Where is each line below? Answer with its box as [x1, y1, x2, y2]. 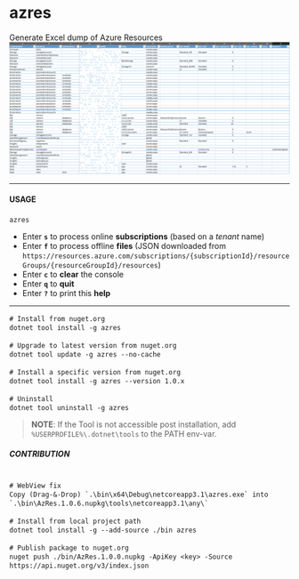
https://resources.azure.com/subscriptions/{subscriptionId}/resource [21, 252, 290, 261]
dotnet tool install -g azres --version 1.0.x [9, 376, 185, 385]
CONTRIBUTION [9, 448, 70, 460]
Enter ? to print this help [21, 287, 111, 298]
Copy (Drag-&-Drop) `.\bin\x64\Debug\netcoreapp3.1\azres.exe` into [9, 490, 269, 499]
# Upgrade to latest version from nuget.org [9, 341, 177, 350]
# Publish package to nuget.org [9, 543, 129, 552]
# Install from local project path [9, 517, 141, 526]
